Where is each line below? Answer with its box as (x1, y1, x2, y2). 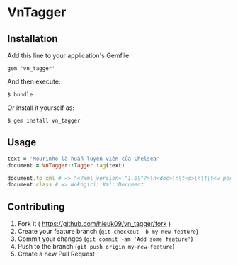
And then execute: (7, 77, 61, 86)
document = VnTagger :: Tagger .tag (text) (7, 162, 125, 169)
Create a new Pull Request (17, 249, 96, 259)
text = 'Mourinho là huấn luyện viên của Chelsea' (7, 155, 160, 162)
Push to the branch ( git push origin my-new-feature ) (17, 242, 175, 251)
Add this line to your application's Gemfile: (7, 51, 131, 60)
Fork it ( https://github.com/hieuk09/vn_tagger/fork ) (17, 220, 171, 228)
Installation (7, 33, 58, 45)
